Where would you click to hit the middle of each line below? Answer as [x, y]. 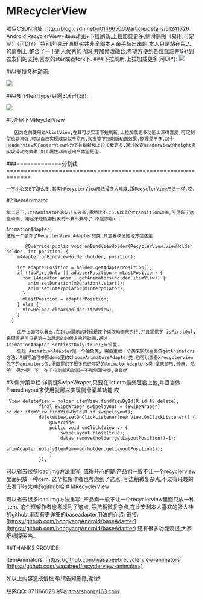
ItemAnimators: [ [27, 559]
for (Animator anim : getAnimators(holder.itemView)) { [94, 278]
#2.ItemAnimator [27, 200]
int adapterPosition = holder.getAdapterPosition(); [85, 267]
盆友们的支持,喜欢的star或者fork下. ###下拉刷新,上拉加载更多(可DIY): [92, 59]
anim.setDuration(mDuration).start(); [77, 283]
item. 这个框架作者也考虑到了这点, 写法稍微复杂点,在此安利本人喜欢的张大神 [100, 507]
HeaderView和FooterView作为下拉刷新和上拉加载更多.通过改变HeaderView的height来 [101, 145]
